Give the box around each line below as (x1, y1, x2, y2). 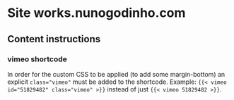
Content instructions (7, 33, 101, 45)
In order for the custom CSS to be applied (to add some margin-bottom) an (7, 70, 226, 78)
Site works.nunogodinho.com (7, 5, 186, 21)
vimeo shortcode (7, 54, 67, 64)
